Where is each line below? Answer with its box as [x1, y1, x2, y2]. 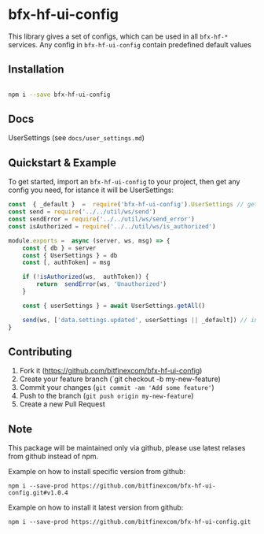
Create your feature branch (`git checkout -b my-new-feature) [19, 374, 222, 384]
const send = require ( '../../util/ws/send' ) [8, 208, 156, 216]
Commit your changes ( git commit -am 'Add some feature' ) [19, 383, 214, 392]
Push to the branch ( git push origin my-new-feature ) [19, 391, 194, 401]
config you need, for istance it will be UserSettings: [8, 185, 174, 195]
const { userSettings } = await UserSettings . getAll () [22, 302, 206, 310]
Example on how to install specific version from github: [8, 467, 186, 477]
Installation [8, 63, 64, 76]
